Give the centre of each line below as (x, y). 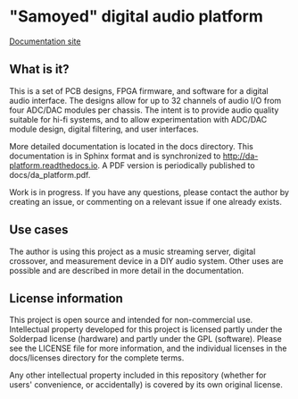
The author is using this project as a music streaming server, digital (132, 251)
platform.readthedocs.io (54, 165)
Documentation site (45, 41)
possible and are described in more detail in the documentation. (127, 270)
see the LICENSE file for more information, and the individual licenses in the (148, 348)
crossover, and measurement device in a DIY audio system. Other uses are (146, 260)
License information (66, 298)
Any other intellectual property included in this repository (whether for (138, 375)
